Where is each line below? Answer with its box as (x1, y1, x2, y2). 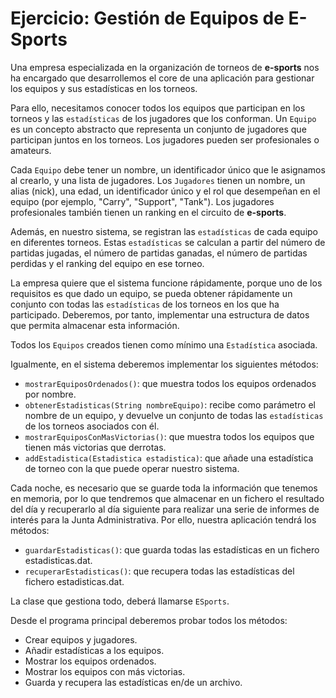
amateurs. (10, 144, 52, 156)
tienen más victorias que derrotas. (24, 441, 167, 453)
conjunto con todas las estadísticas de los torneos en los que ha (10, 298, 280, 310)
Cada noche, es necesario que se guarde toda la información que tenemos (10, 482, 318, 494)
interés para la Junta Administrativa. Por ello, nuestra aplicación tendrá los (10, 513, 317, 526)
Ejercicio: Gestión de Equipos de (10, 7, 285, 30)
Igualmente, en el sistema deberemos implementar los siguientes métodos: (10, 358, 319, 370)
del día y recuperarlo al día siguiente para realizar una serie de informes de (10, 503, 320, 515)
